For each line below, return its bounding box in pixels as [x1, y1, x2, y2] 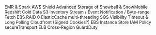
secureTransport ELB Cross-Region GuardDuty [4, 24, 98, 30]
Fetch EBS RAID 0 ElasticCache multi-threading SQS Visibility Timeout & [4, 14, 149, 20]
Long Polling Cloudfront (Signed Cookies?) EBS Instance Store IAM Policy [4, 19, 151, 25]
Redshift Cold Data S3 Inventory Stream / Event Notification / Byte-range [4, 9, 150, 15]
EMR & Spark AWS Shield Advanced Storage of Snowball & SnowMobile [4, 4, 148, 10]
